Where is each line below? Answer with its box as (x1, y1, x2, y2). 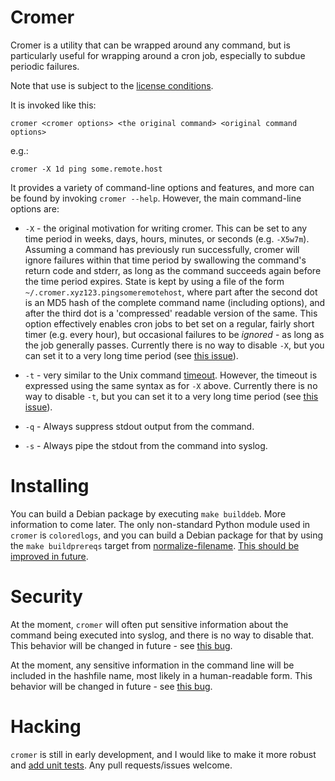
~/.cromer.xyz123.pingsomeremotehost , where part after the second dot (24, 286, 318, 298)
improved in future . (10, 550, 89, 562)
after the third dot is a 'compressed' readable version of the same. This (24, 307, 318, 319)
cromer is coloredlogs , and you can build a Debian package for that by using (10, 529, 324, 541)
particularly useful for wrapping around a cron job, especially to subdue (10, 49, 306, 61)
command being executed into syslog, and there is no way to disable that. (10, 629, 315, 641)
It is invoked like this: (10, 99, 97, 111)
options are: (10, 202, 60, 215)
